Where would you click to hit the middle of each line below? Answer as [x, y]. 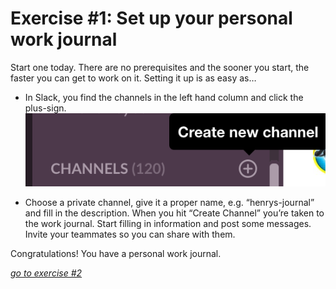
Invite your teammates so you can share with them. [130, 234]
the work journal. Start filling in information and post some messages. [168, 223]
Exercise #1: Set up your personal [151, 18]
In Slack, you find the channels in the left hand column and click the [164, 97]
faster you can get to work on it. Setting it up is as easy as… [133, 78]
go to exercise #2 [46, 273]
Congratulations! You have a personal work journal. [116, 253]
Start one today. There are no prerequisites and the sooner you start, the [160, 67]
